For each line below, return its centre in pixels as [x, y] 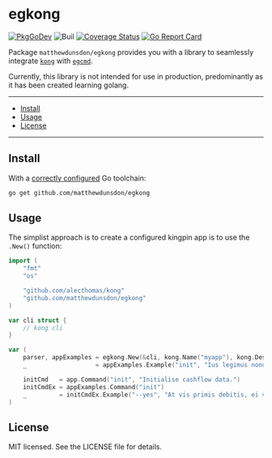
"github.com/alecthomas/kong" [74, 291]
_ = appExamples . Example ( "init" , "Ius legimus [136, 365]
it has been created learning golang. [69, 85]
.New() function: [35, 246]
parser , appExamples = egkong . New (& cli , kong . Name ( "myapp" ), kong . [139, 358]
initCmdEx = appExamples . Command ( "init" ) [93, 387]
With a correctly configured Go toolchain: [77, 178]
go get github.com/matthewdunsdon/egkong [79, 193]
